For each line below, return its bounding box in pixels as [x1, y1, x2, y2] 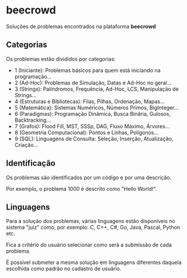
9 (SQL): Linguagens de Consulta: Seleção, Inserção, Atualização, [14, 135, 174, 142]
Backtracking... [14, 116, 51, 123]
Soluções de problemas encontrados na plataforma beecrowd [6, 23, 156, 30]
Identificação [6, 159, 56, 169]
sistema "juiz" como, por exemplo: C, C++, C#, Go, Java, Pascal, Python [6, 224, 180, 231]
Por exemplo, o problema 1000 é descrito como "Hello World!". [6, 185, 157, 192]
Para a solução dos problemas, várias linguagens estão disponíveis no [6, 218, 175, 225]
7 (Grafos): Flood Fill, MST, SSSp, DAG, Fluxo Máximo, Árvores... [14, 122, 170, 129]
